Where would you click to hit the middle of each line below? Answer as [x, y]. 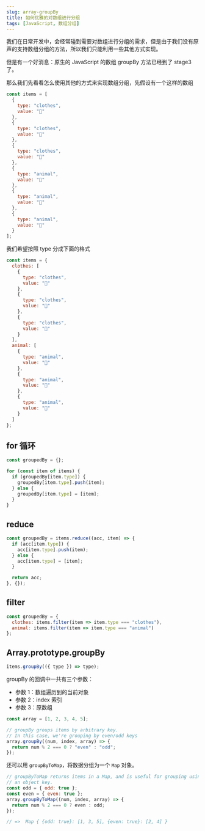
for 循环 [21, 446]
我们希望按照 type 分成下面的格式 [48, 249]
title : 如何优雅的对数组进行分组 [43, 18]
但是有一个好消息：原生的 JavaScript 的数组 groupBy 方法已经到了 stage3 [99, 62]
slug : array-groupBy [33, 12]
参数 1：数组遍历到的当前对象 [52, 692]
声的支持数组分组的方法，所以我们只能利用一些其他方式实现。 [84, 49]
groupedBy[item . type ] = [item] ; [58, 494]
